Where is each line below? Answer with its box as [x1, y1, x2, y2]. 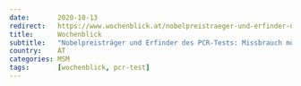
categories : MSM [9, 55, 70, 64]
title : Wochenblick [9, 30, 102, 39]
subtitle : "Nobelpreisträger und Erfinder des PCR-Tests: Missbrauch [9, 38, 282, 47]
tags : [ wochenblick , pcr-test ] [9, 64, 150, 73]
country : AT [9, 47, 66, 56]
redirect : [9, 21, 47, 30]
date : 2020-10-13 [9, 13, 99, 22]
